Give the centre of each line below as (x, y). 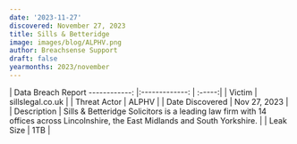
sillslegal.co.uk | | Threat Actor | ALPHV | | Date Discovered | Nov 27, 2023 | (149, 101)
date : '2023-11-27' (46, 17)
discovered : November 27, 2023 (68, 26)
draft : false (34, 59)
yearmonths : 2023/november (59, 68)
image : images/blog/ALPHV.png (66, 42)
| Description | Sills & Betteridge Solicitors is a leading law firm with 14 (138, 111)
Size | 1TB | (30, 130)
